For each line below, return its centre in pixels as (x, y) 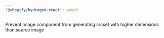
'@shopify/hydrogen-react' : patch (42, 10)
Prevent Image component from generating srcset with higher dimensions (82, 24)
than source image (25, 30)
